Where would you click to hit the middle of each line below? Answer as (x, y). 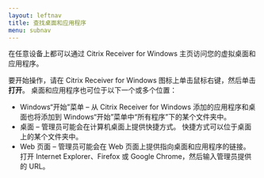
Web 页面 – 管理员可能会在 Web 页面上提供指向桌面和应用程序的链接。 (135, 146)
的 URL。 (34, 166)
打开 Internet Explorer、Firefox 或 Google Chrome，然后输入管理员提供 (136, 157)
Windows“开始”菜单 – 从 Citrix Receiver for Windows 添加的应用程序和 (134, 107)
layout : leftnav (35, 15)
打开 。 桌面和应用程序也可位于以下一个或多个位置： (92, 90)
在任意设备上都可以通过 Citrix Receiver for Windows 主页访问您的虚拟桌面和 (132, 54)
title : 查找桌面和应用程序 (48, 23)
